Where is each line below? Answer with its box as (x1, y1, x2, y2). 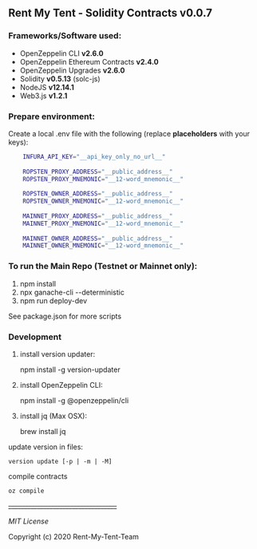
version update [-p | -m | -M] (8, 457, 113, 465)
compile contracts (8, 471, 68, 481)
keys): (8, 137, 29, 147)
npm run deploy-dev (19, 295, 88, 306)
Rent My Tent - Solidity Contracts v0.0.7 (8, 6, 213, 20)
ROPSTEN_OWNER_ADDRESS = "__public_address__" (22, 190, 173, 198)
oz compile (8, 487, 45, 495)
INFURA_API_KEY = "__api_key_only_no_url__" (22, 152, 166, 160)
